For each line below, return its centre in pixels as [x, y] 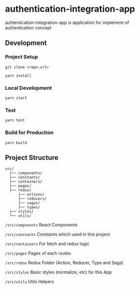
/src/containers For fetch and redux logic [47, 244]
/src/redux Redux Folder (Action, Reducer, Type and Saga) [64, 263]
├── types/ [29, 207]
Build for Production [29, 133]
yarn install [18, 76]
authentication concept [28, 27]
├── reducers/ [32, 199]
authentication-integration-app [70, 9]
